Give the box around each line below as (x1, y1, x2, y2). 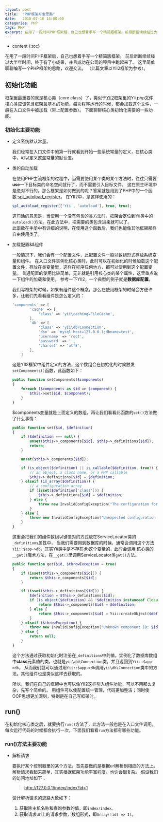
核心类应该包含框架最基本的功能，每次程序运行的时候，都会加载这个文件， (5, 101, 154, 107)
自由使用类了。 (12, 231, 42, 237)
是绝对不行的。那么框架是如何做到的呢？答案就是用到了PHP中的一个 (12, 188, 149, 194)
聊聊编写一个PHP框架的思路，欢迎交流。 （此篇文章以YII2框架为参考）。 (5, 65, 148, 71)
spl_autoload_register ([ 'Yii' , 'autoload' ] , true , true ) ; (12, 204, 132, 208)
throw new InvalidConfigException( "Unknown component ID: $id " (30, 625, 160, 630)
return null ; (30, 634, 56, 639)
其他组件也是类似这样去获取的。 (20, 671, 85, 676)
